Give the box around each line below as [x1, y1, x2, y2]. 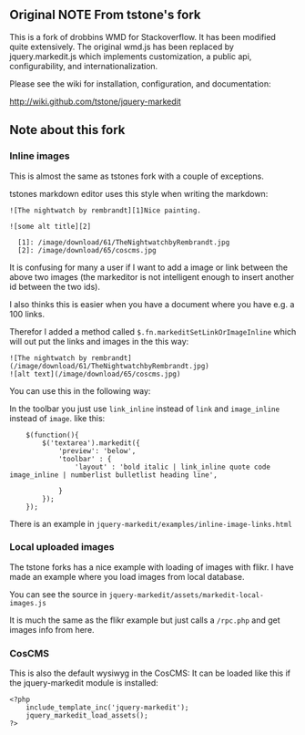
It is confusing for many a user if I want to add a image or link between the [9, 262, 289, 273]
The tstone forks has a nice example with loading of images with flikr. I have [9, 561, 294, 573]
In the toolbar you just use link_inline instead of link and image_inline [9, 403, 280, 414]
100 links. [9, 308, 46, 319]
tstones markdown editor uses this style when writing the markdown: [9, 188, 269, 199]
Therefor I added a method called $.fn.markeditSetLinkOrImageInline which [9, 326, 297, 336]
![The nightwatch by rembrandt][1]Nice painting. [9, 205, 202, 215]
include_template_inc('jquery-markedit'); [25, 703, 189, 712]
